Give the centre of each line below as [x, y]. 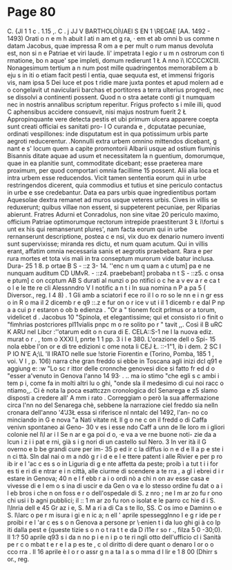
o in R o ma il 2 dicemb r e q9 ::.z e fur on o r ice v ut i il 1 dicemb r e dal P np [116, 302]
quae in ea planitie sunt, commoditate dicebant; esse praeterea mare [105, 163]
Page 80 [32, 12]
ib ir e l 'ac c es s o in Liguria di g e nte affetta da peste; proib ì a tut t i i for [113, 464]
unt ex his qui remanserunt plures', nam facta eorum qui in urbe [97, 229]
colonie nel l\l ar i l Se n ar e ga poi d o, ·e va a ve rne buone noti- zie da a [112, 434]
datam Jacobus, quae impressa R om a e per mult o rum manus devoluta [110, 46]
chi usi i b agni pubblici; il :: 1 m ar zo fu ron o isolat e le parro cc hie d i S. [112, 500]
